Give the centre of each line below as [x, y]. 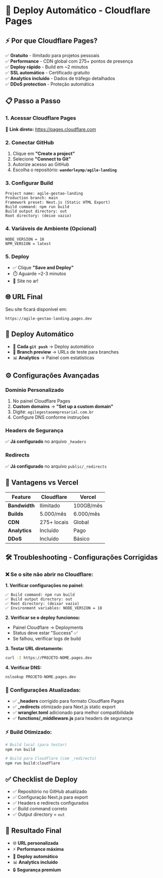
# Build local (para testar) [36, 744]
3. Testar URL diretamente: [34, 649]
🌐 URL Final [24, 297]
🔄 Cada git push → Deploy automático [53, 347]
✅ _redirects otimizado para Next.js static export [64, 707]
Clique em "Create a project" [44, 153]
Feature [21, 497]
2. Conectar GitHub [30, 142]
